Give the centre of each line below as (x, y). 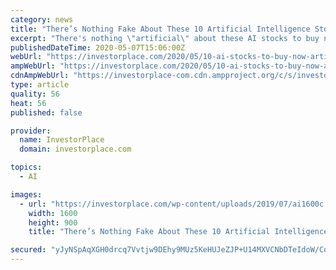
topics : (26, 167)
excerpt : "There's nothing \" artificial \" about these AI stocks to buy (165, 38)
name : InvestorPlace (62, 140)
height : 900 (53, 222)
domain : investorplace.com (75, 149)
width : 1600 (53, 213)
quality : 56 (35, 94)
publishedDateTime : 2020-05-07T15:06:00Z (98, 47)
